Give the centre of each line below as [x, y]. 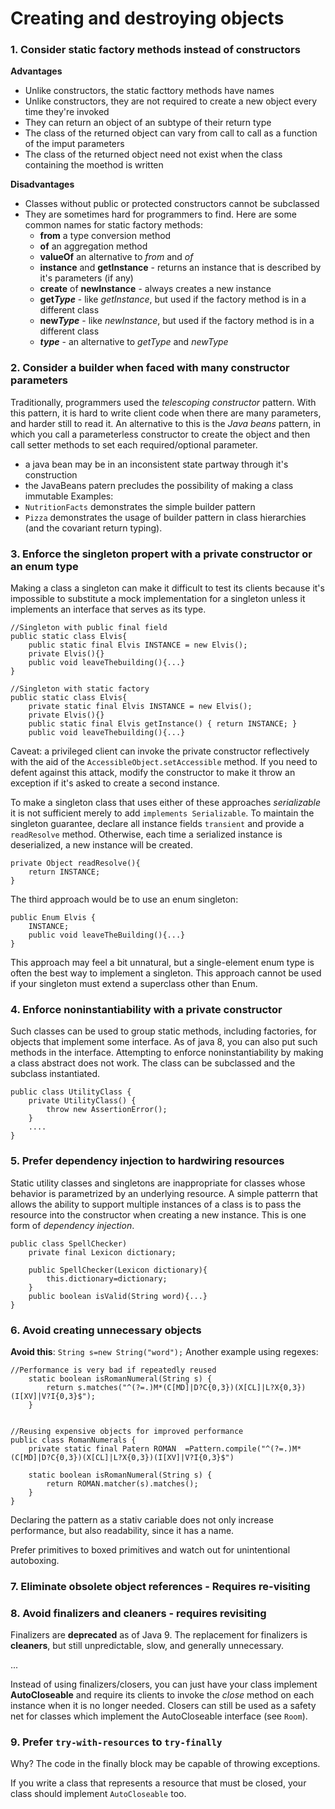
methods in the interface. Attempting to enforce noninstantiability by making [167, 1053]
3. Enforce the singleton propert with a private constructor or [161, 554]
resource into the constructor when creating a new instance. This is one [158, 1214]
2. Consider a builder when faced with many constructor [150, 368]
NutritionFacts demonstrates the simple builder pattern [140, 506]
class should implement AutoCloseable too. [98, 1794]
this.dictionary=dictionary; [107, 1278]
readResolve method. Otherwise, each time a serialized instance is [146, 834]
